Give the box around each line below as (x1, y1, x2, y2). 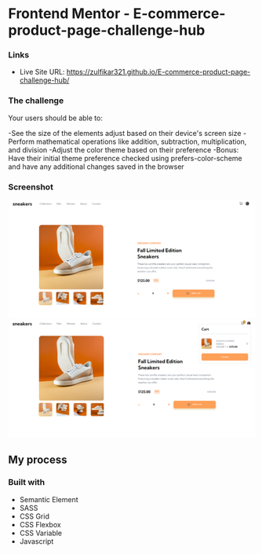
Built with (8, 477, 45, 488)
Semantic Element (19, 494, 78, 504)
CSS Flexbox (19, 519, 61, 529)
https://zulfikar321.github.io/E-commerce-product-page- (66, 68, 251, 77)
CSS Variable (19, 528, 63, 537)
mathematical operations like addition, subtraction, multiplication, (36, 137, 247, 146)
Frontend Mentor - (8, 5, 131, 23)
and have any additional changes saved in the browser (8, 162, 184, 171)
